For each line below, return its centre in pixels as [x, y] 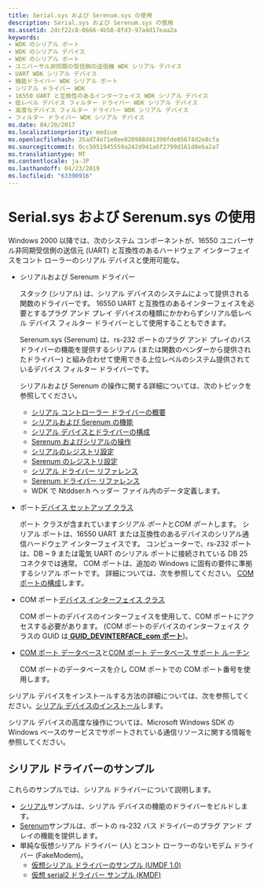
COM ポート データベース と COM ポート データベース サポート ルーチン [134, 652]
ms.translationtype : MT [47, 154]
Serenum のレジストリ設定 [74, 461]
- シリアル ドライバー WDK [47, 88]
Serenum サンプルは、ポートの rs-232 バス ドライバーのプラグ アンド [131, 826]
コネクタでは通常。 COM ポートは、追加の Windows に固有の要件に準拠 [136, 563]
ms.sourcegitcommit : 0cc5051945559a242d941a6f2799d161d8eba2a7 [114, 147]
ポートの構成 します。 [54, 582]
